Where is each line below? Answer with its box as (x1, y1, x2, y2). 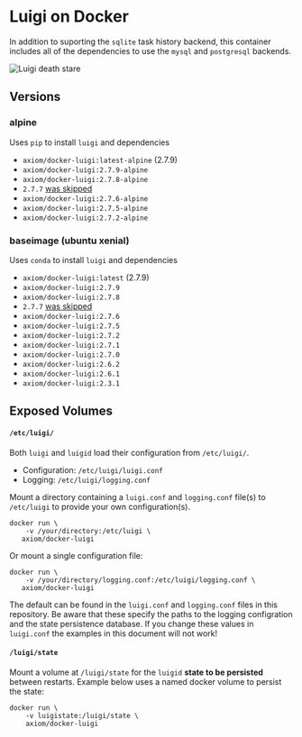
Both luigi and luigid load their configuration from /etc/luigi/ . (9, 447, 250, 458)
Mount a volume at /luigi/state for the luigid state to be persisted (9, 667, 264, 678)
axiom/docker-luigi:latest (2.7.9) (22, 272, 151, 283)
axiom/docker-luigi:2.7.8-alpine (22, 175, 149, 184)
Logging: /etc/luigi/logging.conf (22, 474, 151, 485)
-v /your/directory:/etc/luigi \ (25, 526, 151, 535)
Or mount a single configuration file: (9, 550, 143, 560)
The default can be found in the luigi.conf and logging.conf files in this (9, 599, 278, 610)
